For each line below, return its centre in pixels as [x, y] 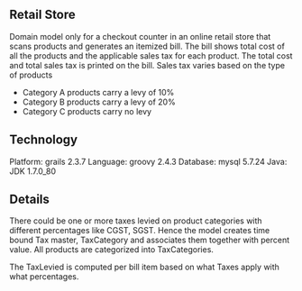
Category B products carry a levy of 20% [99, 102]
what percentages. [44, 277]
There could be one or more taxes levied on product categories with [136, 221]
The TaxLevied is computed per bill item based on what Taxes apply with [144, 267]
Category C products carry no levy [87, 111]
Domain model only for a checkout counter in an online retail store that [140, 36]
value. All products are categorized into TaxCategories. [112, 250]
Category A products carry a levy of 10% [98, 92]
